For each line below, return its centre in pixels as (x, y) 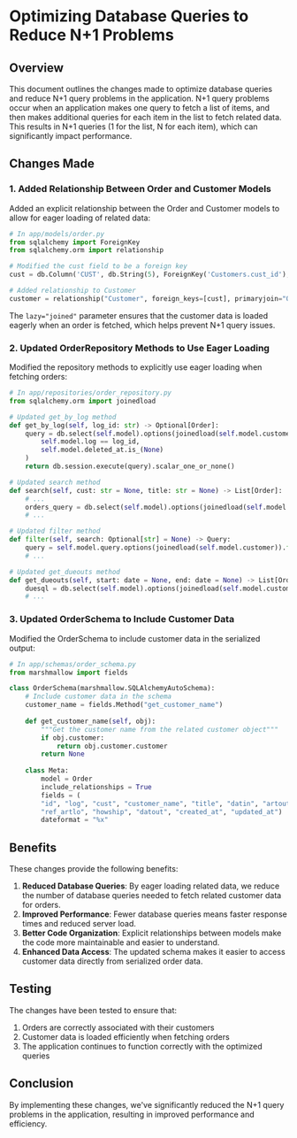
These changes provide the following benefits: (94, 869)
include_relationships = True (96, 787)
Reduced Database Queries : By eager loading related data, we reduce (151, 886)
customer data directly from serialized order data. (112, 961)
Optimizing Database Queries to (129, 16)
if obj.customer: (72, 738)
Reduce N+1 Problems (91, 35)
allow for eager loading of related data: (80, 218)
